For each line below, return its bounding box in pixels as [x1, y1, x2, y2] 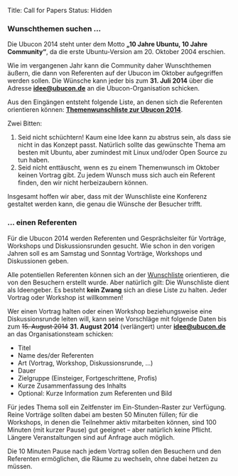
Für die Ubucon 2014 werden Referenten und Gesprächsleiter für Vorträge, [7, 234, 226, 242]
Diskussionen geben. [7, 257, 69, 265]
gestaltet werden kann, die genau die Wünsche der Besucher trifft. [7, 200, 202, 209]
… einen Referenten [7, 217, 77, 227]
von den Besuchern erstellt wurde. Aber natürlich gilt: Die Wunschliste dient [7, 278, 229, 286]
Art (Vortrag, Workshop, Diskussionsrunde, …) [17, 358, 153, 367]
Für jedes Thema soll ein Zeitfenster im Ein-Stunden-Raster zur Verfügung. [7, 403, 227, 411]
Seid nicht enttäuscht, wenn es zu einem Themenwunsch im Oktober [17, 163, 220, 172]
